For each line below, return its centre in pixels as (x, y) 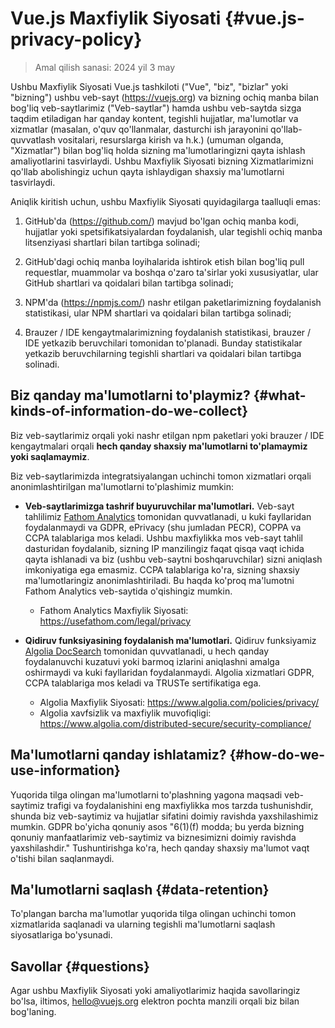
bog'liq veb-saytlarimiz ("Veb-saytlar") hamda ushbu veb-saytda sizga (156, 108)
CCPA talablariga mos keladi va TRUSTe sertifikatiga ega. (143, 683)
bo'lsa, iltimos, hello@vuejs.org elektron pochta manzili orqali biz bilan (155, 1001)
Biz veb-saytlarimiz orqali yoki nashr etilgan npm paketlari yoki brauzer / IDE (167, 435)
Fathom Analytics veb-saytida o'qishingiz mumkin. (128, 591)
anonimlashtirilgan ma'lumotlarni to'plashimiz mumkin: (122, 486)
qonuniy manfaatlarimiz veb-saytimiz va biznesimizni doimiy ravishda (153, 837)
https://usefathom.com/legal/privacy (115, 621)
